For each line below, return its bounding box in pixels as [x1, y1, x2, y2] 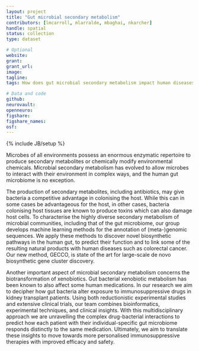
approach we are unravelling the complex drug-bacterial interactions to [6, 313, 180, 320]
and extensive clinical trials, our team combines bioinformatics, [6, 301, 160, 308]
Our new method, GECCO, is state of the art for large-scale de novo [6, 251, 171, 259]
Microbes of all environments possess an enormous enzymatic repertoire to [6, 152, 191, 159]
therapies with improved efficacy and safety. [6, 339, 115, 346]
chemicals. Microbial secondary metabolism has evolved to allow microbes [6, 164, 189, 171]
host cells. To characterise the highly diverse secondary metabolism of [6, 213, 179, 221]
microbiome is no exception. [6, 177, 75, 184]
